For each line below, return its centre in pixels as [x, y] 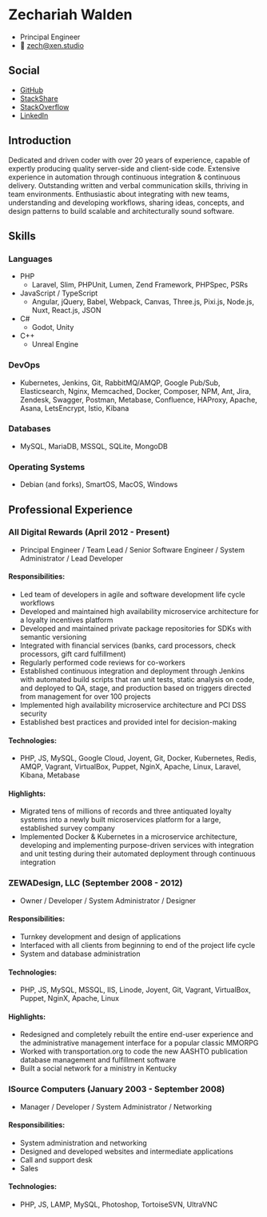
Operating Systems [47, 467]
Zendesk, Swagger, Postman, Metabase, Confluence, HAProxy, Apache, [138, 400]
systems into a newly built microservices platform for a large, [120, 820]
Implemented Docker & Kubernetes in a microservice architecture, [128, 837]
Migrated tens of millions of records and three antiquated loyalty [126, 811]
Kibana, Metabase [50, 775]
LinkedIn [34, 115]
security [34, 713]
